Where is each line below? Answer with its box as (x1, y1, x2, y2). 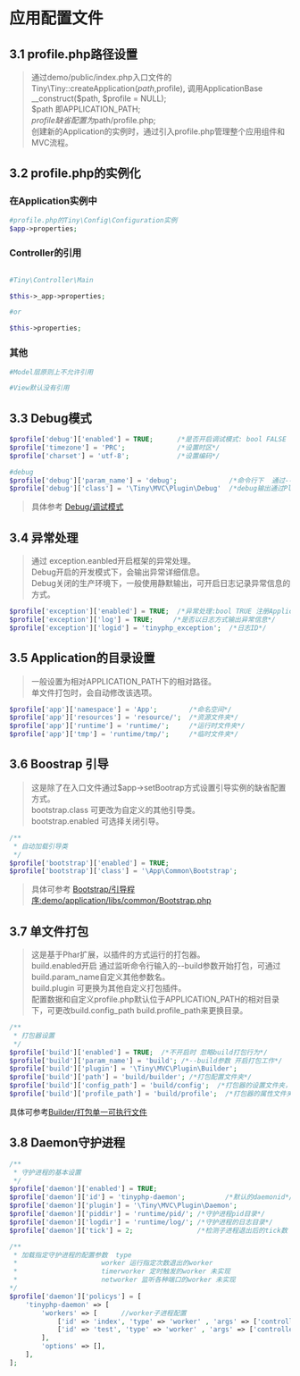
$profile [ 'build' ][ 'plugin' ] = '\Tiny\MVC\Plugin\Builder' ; (9, 1064, 238, 1073)
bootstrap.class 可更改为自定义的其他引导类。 (30, 804, 201, 815)
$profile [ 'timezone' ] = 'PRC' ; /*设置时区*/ (9, 443, 221, 452)
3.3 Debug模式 (9, 410, 92, 425)
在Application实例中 (9, 195, 98, 207)
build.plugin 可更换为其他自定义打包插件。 (30, 983, 187, 994)
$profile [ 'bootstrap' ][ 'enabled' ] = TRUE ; (9, 859, 170, 868)
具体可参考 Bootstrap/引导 (30, 884, 128, 894)
